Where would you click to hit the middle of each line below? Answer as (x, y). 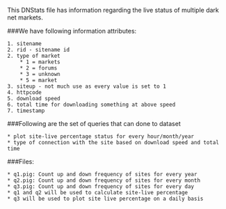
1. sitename (24, 44)
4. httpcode (24, 93)
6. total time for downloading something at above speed (91, 104)
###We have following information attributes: (72, 31)
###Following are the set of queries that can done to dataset (94, 124)
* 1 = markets (40, 62)
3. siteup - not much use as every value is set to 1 (87, 86)
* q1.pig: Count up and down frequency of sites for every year (102, 174)
